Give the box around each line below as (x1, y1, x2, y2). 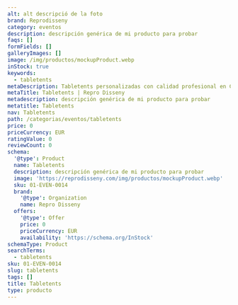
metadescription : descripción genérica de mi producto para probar (7, 96, 211, 103)
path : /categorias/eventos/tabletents (7, 115, 122, 122)
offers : (13, 208, 37, 215)
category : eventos (7, 23, 62, 30)
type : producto (7, 287, 52, 294)
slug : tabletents (7, 267, 59, 274)
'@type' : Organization (20, 195, 87, 202)
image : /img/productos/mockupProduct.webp (7, 57, 135, 64)
